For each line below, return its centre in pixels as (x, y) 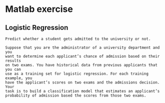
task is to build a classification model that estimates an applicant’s (82, 91)
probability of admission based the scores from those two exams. (76, 96)
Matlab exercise (39, 9)
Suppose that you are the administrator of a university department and (82, 48)
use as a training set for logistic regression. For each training (77, 74)
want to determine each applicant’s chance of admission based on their (82, 56)
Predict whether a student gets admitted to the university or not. (78, 39)
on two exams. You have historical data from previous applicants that (81, 65)
